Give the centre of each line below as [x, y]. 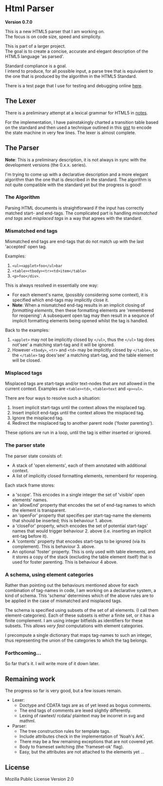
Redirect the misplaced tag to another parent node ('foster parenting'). [83, 423]
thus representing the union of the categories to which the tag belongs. [76, 640]
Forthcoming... [23, 653]
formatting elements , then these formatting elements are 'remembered [83, 311]
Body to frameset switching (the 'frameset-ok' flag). [72, 747]
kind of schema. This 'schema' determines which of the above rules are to [80, 596]
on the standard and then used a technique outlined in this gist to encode [78, 127]
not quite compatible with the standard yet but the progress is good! [73, 185]
